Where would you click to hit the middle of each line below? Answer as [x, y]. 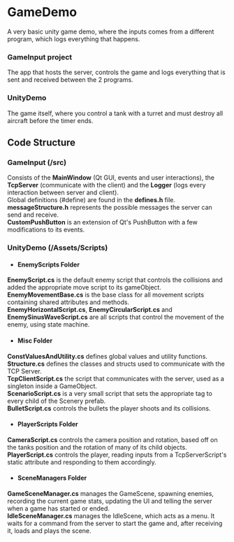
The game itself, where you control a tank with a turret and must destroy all [115, 113]
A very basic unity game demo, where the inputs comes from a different [111, 31]
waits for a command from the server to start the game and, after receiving [115, 523]
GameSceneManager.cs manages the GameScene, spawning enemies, [111, 493]
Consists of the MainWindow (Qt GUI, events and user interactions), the [111, 178]
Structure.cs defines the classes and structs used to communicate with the [116, 364]
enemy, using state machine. [49, 325]
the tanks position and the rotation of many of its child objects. [97, 447]
